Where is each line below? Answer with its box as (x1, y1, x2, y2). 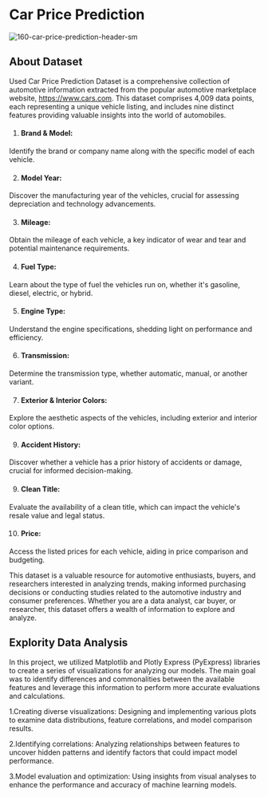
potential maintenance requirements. (9, 243, 130, 253)
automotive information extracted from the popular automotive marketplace (9, 85, 257, 94)
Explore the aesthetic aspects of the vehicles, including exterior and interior (9, 413, 258, 423)
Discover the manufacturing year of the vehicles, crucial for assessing (9, 191, 239, 200)
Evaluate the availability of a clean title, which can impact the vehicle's (9, 502, 241, 511)
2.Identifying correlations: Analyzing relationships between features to (9, 739, 240, 748)
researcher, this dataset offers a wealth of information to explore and (9, 604, 235, 614)
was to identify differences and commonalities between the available (9, 674, 235, 684)
